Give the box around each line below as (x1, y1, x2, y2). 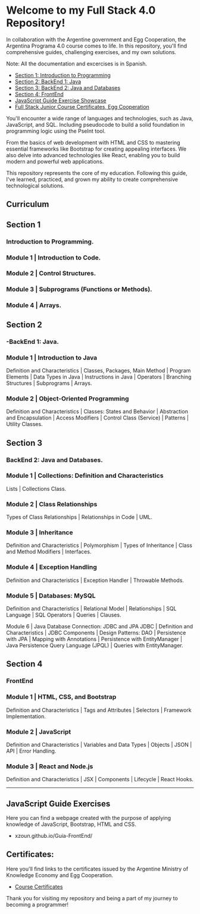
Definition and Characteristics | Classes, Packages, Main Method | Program (6, 367, 191, 374)
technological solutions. (6, 182, 65, 189)
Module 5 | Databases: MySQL (6, 591, 96, 600)
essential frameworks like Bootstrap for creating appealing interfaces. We (6, 145, 186, 152)
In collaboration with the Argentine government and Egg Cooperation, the (6, 36, 186, 43)
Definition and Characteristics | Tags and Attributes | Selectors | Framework (6, 706, 192, 713)
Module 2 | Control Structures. (6, 269, 96, 277)
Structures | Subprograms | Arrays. (6, 379, 92, 387)
